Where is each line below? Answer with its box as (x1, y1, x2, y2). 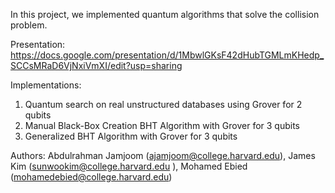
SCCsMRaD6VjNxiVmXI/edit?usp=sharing (10, 60, 183, 71)
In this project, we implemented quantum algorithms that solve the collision (10, 9, 320, 20)
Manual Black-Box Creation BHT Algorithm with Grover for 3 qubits (24, 120, 301, 131)
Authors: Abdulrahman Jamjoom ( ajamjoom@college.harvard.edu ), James (10, 150, 316, 161)
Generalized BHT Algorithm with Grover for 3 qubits (24, 130, 238, 142)
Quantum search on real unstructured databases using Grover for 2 (24, 99, 303, 110)
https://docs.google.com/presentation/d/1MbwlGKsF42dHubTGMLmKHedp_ (10, 49, 325, 61)
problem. (10, 19, 48, 31)
